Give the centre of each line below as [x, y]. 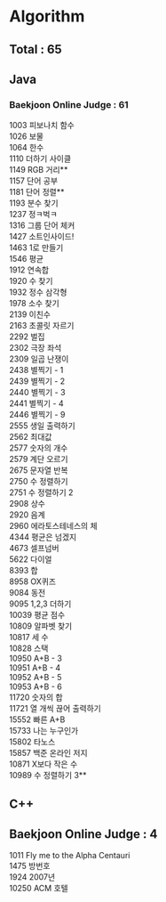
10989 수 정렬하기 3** [48, 776]
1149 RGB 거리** [39, 170]
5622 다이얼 [31, 559]
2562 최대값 [31, 437]
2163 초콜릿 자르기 [42, 326]
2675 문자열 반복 [39, 470]
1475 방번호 [30, 866]
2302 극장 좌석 [36, 348]
